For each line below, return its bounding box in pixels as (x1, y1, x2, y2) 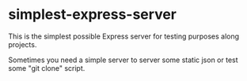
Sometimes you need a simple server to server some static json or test (8, 55, 239, 64)
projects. (8, 39, 37, 49)
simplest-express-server (8, 6, 177, 24)
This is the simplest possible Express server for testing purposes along (8, 31, 240, 41)
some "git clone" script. (8, 63, 85, 72)
